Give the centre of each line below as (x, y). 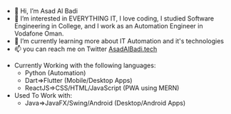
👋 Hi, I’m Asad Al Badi (46, 11)
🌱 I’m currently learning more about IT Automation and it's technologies (119, 41)
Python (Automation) (55, 73)
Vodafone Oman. (39, 33)
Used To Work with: (43, 95)
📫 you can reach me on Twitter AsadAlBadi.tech (86, 49)
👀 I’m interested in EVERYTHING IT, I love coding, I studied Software (114, 18)
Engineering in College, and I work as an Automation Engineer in (108, 26)
